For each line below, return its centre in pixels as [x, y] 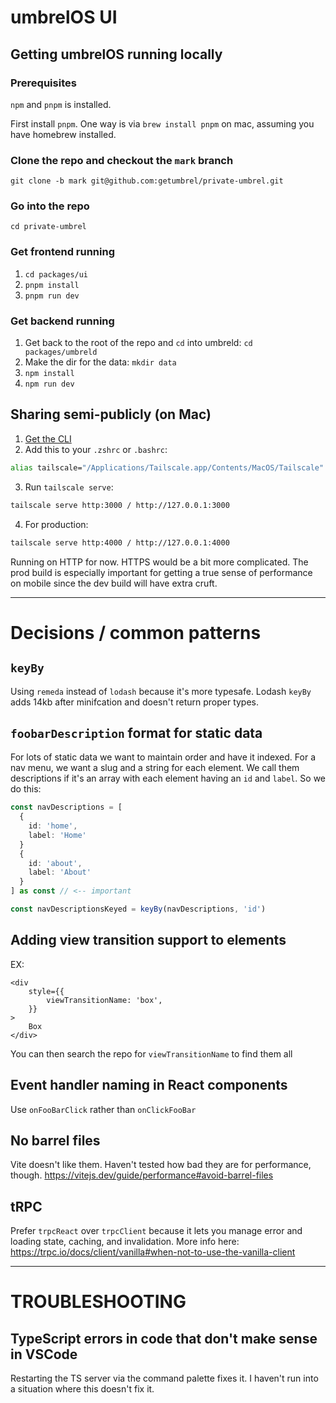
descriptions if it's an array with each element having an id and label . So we [168, 778]
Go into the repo [50, 206]
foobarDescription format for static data [136, 732]
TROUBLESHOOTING [98, 1302]
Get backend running [62, 321]
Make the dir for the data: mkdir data [100, 362]
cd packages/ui [56, 274]
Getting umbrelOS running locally [116, 54]
